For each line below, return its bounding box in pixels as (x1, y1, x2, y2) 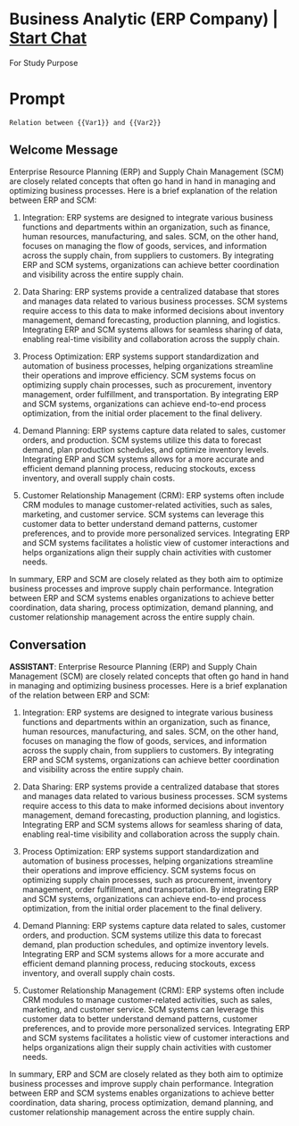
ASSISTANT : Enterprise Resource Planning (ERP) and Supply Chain (9, 661, 257, 671)
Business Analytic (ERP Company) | (9, 9, 278, 29)
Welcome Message (9, 143, 119, 158)
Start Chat (9, 28, 87, 48)
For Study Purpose (9, 57, 79, 68)
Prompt (9, 89, 65, 109)
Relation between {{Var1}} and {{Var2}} (9, 118, 162, 127)
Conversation (9, 638, 87, 653)
